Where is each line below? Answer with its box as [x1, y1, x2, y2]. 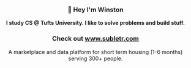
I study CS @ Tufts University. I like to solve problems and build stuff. [6, 19, 185, 27]
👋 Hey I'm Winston [67, 5, 124, 14]
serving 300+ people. [68, 55, 123, 62]
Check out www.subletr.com [51, 35, 140, 43]
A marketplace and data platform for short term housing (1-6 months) [8, 48, 183, 55]
